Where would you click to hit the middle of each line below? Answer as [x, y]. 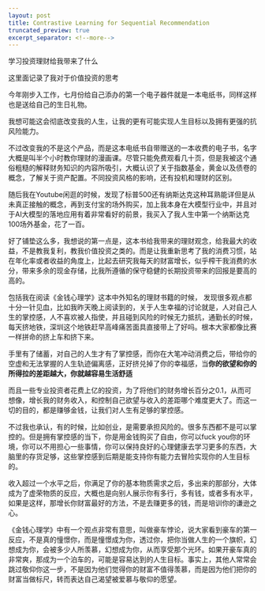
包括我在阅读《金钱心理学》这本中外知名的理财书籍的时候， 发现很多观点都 [130, 297]
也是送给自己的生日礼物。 [50, 104]
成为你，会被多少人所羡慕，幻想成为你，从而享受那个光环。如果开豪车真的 [136, 550]
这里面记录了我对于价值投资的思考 [63, 78]
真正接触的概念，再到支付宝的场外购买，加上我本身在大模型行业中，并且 [132, 205]
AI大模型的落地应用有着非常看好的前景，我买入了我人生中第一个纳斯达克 [132, 214]
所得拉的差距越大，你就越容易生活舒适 [70, 373]
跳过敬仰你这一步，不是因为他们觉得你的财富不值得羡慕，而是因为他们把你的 [132, 570]
